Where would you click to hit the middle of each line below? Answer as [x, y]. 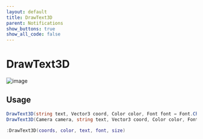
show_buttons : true [31, 29]
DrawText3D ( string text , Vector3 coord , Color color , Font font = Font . [100, 114]
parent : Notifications [35, 23]
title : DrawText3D [29, 18]
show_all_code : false [34, 34]
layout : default [27, 12]
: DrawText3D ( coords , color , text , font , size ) [66, 131]
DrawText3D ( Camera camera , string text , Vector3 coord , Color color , [96, 119]
